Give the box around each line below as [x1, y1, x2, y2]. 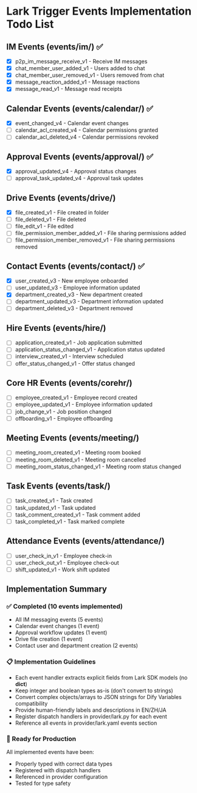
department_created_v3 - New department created [15, 291, 143, 299]
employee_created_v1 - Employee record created [15, 394, 138, 401]
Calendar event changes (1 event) [15, 623, 100, 630]
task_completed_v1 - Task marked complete [15, 518, 125, 525]
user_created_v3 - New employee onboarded [15, 277, 128, 284]
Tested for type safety [15, 780, 71, 787]
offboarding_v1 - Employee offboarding [15, 415, 113, 422]
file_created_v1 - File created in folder [15, 209, 109, 216]
